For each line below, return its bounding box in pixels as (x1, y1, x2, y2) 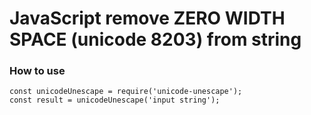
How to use (9, 64, 66, 78)
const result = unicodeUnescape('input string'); (9, 95, 221, 106)
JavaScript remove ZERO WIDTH (9, 7, 286, 30)
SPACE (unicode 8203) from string (9, 28, 302, 51)
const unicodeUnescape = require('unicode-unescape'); (9, 87, 243, 97)
